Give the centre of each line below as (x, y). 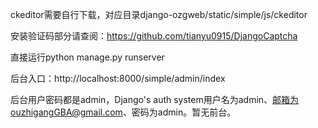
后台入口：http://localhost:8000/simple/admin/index (118, 78)
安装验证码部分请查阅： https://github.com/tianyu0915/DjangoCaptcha (154, 36)
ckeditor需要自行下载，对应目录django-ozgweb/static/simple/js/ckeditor (159, 14)
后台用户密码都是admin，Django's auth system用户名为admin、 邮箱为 (155, 99)
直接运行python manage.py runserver (87, 57)
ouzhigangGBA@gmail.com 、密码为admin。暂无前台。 (123, 112)
